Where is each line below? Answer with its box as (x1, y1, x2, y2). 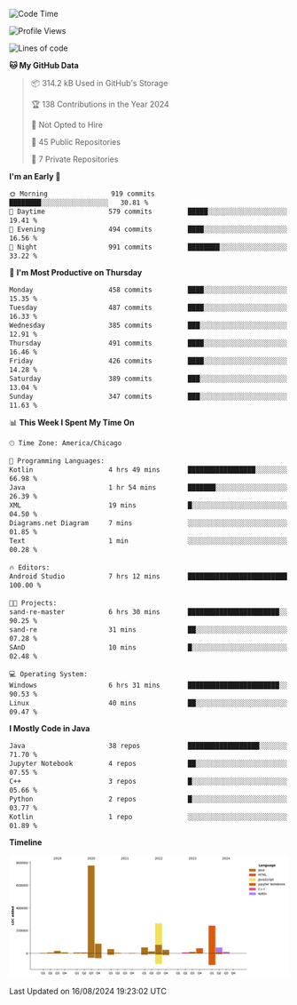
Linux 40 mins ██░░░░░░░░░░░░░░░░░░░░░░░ (9, 698, 288, 707)
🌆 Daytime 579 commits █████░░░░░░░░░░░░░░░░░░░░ (9, 207, 288, 216)
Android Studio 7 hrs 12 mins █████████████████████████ (9, 572, 288, 581)
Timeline (9, 837, 43, 848)
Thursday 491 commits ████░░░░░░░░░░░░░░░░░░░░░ (9, 339, 288, 347)
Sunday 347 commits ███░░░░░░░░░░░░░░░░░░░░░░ (9, 392, 288, 401)
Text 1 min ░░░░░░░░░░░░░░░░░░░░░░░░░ (9, 537, 288, 546)
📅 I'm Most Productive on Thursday (9, 267, 143, 277)
